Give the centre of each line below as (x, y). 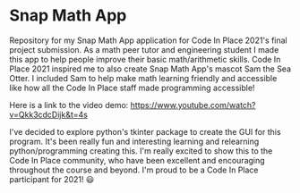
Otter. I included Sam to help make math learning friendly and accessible (143, 78)
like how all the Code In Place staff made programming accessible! (132, 88)
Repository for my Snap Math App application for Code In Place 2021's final (149, 40)
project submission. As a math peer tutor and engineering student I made (144, 49)
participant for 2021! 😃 (52, 179)
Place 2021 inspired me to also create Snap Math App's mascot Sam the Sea (150, 69)
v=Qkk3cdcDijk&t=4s (48, 114)
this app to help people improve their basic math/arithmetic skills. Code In (145, 59)
